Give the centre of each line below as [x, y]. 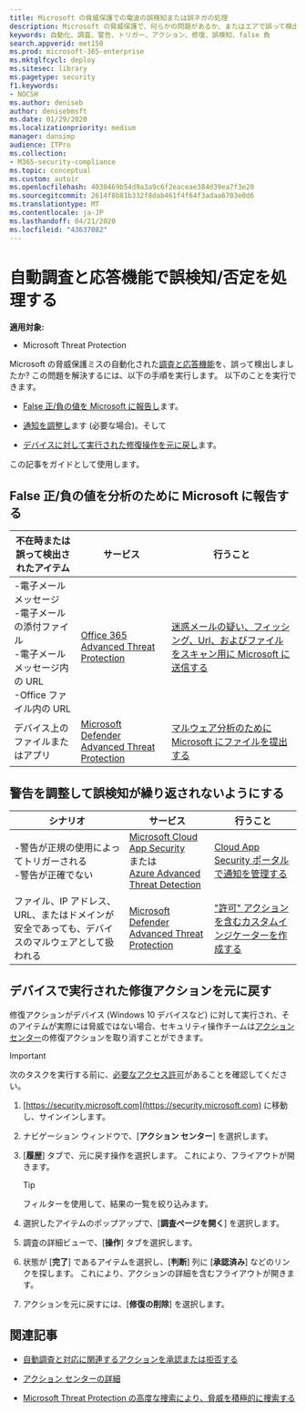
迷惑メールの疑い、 [213, 627]
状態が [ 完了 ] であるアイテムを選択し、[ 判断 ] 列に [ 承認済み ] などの [148, 1262]
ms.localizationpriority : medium [73, 128]
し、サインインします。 [66, 1116]
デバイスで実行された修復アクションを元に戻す [141, 991]
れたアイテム [43, 568]
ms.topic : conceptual [51, 170]
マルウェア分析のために [222, 728]
